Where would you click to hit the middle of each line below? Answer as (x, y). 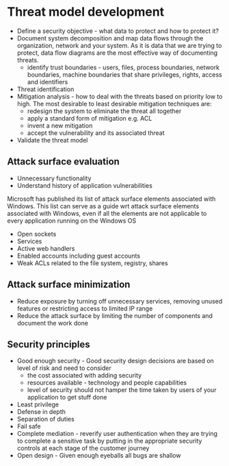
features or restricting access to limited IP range (85, 308)
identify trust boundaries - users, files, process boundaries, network (123, 67)
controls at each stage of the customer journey (83, 448)
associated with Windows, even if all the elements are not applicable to (107, 213)
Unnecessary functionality (54, 178)
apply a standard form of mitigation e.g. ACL (90, 118)
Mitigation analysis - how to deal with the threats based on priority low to (120, 96)
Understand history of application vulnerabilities (84, 185)
